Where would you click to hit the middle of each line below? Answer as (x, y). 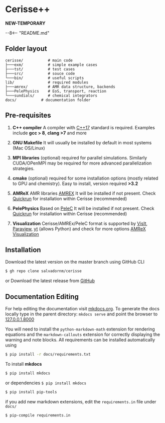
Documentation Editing (42, 297)
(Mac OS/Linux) (29, 148)
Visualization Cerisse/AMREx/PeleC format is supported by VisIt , (80, 223)
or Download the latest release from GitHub (50, 281)
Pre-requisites (28, 115)
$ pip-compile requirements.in (38, 415)
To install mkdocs (24, 364)
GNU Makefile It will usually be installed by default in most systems (82, 142)
